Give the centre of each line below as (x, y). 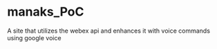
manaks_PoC (46, 12)
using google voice (34, 37)
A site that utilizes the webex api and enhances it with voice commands (109, 31)
